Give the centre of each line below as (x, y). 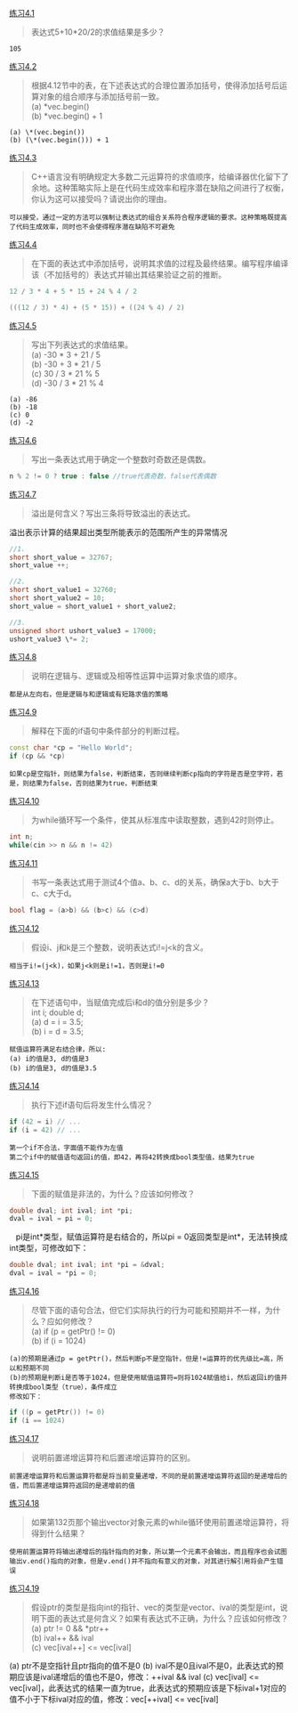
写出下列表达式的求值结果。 (82, 345)
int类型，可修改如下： (49, 1248)
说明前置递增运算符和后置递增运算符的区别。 (113, 1457)
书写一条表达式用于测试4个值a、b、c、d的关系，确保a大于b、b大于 (155, 882)
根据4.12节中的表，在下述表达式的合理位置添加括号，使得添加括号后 (155, 85)
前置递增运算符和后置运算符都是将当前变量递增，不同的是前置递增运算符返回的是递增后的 (148, 1476)
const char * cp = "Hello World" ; (71, 748)
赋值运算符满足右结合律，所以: (58, 1049)
